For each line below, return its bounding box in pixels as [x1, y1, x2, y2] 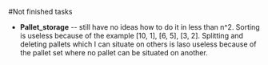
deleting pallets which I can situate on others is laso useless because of [19, 39, 257, 49]
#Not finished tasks [8, 7, 73, 16]
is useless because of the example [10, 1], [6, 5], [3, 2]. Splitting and [19, 31, 244, 40]
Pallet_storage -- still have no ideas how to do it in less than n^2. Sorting [19, 22, 260, 31]
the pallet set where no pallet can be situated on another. [19, 48, 208, 57]
